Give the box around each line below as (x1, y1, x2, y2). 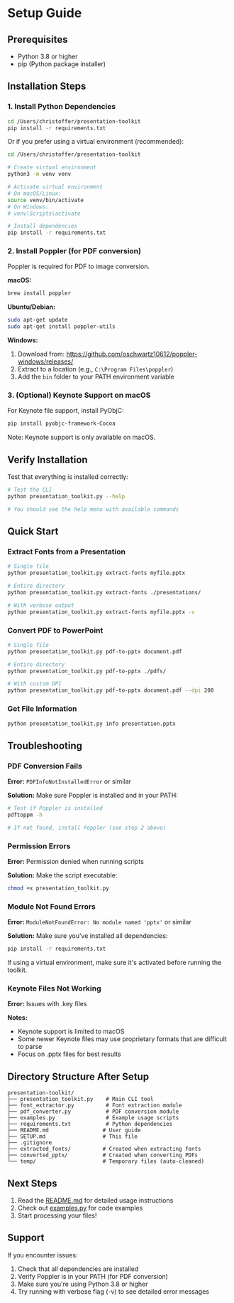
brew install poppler (7, 290, 72, 297)
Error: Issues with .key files (7, 1000, 87, 1008)
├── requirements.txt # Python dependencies (7, 1121, 173, 1128)
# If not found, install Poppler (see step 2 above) (7, 824, 167, 831)
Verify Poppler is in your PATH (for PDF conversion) (17, 1272, 169, 1280)
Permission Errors (7, 841, 71, 851)
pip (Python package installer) (17, 60, 106, 68)
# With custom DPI (7, 680, 62, 687)
